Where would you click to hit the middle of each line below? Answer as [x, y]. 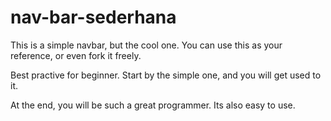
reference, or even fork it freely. [76, 55]
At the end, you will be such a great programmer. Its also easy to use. [153, 105]
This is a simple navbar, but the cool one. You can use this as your [146, 45]
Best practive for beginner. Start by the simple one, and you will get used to [166, 75]
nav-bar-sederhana [93, 17]
